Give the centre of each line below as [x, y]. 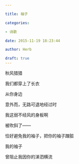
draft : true [17, 59]
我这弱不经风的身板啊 [26, 115]
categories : [17, 23]
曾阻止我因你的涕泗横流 [29, 157]
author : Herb [18, 50]
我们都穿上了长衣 [22, 83]
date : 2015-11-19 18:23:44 [33, 41]
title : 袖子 [16, 14]
